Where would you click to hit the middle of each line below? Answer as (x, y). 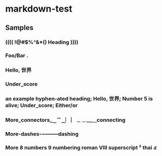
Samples (20, 28)
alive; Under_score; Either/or (41, 106)
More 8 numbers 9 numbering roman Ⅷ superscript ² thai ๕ (81, 147)
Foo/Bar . (17, 55)
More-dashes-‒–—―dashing (42, 134)
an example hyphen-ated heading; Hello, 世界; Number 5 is (79, 99)
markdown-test (39, 9)
